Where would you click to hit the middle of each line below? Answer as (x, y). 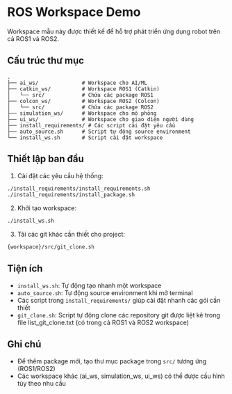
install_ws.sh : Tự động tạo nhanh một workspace (89, 285)
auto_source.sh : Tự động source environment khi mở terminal (105, 292)
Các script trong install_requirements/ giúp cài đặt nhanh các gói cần (119, 300)
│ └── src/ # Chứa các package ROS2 (81, 107)
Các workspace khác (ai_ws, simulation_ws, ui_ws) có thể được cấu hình (121, 376)
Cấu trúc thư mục (46, 61)
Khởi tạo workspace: (47, 208)
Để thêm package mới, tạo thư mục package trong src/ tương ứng (112, 361)
